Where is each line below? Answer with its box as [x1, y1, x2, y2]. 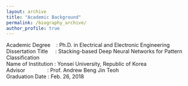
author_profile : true [6, 25, 60, 31]
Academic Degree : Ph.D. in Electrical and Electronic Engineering [6, 42, 170, 49]
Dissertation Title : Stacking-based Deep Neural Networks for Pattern [6, 48, 183, 55]
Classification [6, 54, 40, 61]
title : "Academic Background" [6, 14, 82, 20]
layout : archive [6, 8, 47, 15]
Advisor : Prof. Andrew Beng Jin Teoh [6, 66, 119, 74]
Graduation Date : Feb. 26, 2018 [6, 73, 85, 80]
